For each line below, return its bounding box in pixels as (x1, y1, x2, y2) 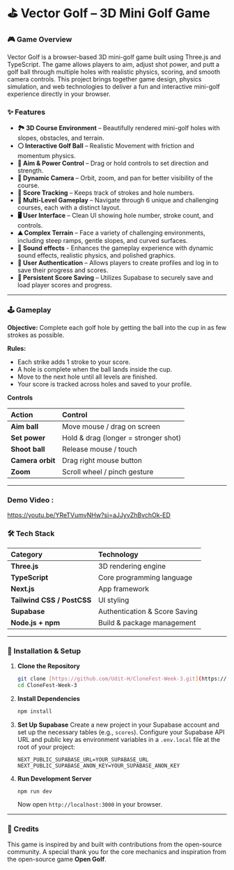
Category (10, 549, 43, 559)
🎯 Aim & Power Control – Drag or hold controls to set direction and (17, 159, 209, 167)
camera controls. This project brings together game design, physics (7, 75, 202, 84)
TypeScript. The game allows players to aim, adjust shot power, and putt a (7, 61, 220, 69)
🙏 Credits (7, 824, 40, 834)
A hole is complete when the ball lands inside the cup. (17, 365, 173, 374)
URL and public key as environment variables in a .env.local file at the (17, 735, 221, 743)
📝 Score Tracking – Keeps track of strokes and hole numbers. (17, 188, 195, 197)
